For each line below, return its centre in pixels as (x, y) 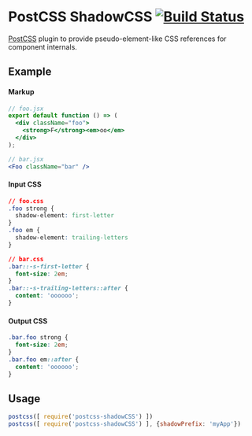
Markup (21, 91)
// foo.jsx (26, 109)
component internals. (43, 46)
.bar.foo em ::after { (44, 359)
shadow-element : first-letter (65, 216)
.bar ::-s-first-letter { (49, 266)
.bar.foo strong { (38, 338)
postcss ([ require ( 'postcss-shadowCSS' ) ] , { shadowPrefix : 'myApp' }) (125, 424)
